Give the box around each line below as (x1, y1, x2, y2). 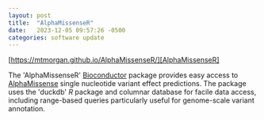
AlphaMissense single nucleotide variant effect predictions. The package (8, 79, 247, 88)
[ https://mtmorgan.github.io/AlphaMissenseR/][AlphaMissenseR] (8, 55, 220, 65)
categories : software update (8, 33, 105, 42)
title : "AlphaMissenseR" (8, 19, 94, 27)
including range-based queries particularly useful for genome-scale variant (8, 96, 255, 105)
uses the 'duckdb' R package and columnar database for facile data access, (8, 88, 257, 97)
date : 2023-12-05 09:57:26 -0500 (8, 26, 126, 34)
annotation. (8, 104, 45, 114)
